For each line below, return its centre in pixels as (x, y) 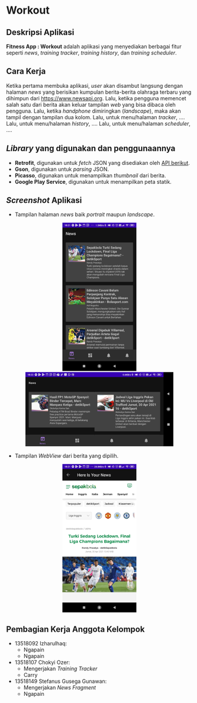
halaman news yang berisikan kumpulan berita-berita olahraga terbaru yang (99, 92)
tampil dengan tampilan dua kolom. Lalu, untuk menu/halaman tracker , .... (96, 117)
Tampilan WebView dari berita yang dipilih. (67, 456)
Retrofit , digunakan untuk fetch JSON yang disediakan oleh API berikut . (102, 163)
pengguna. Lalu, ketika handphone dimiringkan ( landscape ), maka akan (94, 111)
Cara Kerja (26, 71)
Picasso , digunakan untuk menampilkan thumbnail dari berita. (90, 175)
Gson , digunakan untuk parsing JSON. (62, 169)
